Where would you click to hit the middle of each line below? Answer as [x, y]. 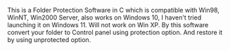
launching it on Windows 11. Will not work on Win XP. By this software [108, 25]
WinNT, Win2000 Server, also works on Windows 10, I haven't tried [104, 17]
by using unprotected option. [49, 40]
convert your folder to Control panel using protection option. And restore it [115, 32]
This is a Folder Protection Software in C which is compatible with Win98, [114, 10]
